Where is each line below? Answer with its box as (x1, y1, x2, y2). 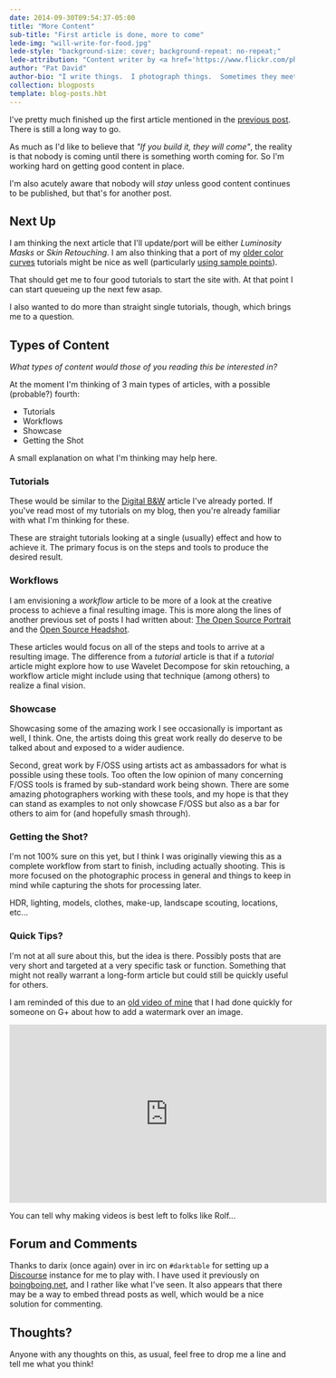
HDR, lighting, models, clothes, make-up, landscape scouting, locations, (9, 897, 279, 908)
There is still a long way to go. (9, 123, 121, 134)
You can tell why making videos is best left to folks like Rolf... (9, 1210, 236, 1220)
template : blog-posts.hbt (9, 89, 107, 98)
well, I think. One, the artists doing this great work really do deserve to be (9, 732, 283, 743)
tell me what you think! (9, 1359, 94, 1370)
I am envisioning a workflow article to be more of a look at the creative (9, 595, 273, 606)
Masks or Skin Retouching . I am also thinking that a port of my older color (9, 247, 283, 258)
